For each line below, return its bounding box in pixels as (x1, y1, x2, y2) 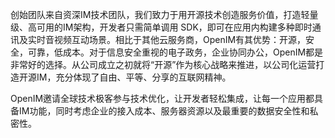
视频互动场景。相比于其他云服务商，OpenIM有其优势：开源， (53, 34, 307, 45)
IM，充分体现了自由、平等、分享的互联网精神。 (36, 71, 232, 83)
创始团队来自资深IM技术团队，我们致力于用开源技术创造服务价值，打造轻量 (10, 9, 319, 20)
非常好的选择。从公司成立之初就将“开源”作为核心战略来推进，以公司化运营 (10, 59, 317, 70)
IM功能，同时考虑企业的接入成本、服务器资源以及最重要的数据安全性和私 (18, 105, 319, 117)
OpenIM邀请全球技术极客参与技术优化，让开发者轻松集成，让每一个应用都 (10, 93, 315, 104)
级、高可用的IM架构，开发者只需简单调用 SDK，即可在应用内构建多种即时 (10, 21, 313, 33)
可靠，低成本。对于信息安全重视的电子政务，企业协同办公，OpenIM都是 (27, 46, 324, 58)
